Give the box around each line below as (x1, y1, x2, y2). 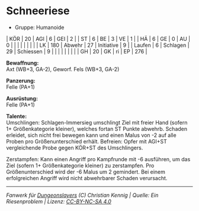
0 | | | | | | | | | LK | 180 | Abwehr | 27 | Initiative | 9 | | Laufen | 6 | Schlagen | (6, 41, 190, 49)
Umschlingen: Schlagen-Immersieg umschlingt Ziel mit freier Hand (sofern (6, 119, 188, 126)
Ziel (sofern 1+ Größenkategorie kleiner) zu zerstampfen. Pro (6, 162, 155, 169)
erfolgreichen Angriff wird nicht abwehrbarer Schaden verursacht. (6, 174, 168, 181)
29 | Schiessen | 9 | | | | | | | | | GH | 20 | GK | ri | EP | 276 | (6, 47, 147, 55)
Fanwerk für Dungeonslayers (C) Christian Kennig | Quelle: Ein (6, 191, 159, 199)
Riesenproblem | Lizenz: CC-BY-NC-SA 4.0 (6, 197, 111, 205)
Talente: (6, 113, 27, 120)
